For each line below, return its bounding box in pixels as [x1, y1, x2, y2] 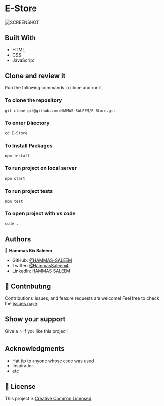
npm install [5, 154, 30, 159]
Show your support [5, 315, 66, 324]
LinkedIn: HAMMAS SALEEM [12, 268, 70, 274]
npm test [5, 199, 23, 204]
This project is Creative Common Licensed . [5, 396, 93, 402]
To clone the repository [5, 97, 62, 104]
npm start [5, 176, 26, 181]
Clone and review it [5, 72, 66, 80]
